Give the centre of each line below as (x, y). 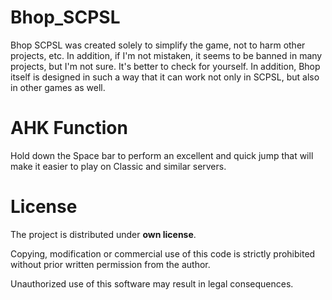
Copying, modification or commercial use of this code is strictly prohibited (163, 253)
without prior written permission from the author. (110, 264)
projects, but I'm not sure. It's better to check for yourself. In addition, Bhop (165, 66)
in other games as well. (58, 87)
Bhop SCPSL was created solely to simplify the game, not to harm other (158, 45)
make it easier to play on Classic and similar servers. (118, 166)
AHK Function (69, 128)
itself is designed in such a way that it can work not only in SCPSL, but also (165, 77)
